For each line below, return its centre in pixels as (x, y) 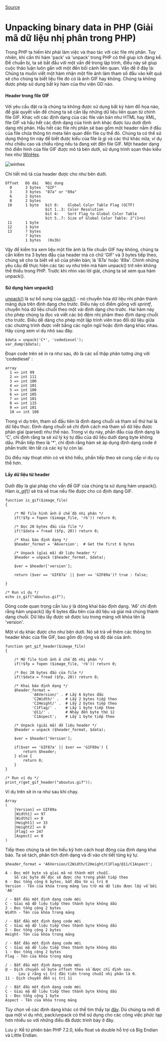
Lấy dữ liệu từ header (27, 474)
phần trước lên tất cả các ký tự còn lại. (44, 448)
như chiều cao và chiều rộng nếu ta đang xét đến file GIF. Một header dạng (82, 144)
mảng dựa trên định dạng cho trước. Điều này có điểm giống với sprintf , (79, 304)
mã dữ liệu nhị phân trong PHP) (71, 38)
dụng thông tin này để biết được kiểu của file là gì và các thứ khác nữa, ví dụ (83, 139)
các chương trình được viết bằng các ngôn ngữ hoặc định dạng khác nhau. (82, 325)
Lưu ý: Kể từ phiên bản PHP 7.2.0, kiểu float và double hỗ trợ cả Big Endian (82, 1029)
